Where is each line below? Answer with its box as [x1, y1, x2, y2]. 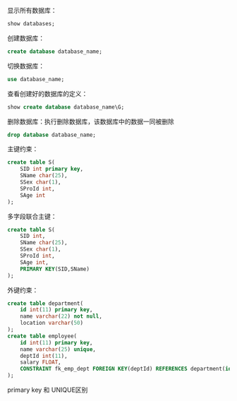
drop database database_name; [7, 131, 97, 138]
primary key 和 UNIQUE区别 [7, 385, 88, 394]
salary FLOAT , [20, 359, 61, 366]
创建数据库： [7, 34, 44, 42]
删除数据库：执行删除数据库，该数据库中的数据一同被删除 [7, 117, 174, 126]
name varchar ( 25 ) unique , [20, 345, 97, 353]
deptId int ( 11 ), [20, 352, 68, 359]
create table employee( [7, 333, 78, 340]
